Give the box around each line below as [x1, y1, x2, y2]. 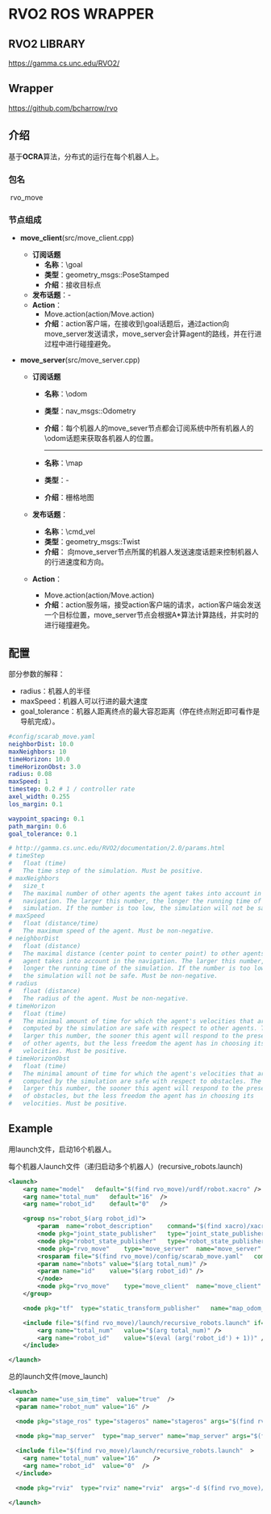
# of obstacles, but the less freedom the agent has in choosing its [8, 1092, 254, 1101]
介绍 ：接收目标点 [44, 280, 102, 290]
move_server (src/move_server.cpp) [19, 355, 140, 365]
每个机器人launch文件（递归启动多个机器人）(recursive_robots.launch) [8, 1161, 244, 1171]
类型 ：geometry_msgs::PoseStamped [44, 270, 169, 279]
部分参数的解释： [8, 669, 65, 679]
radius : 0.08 [8, 770, 52, 778]
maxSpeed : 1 [8, 778, 48, 786]
